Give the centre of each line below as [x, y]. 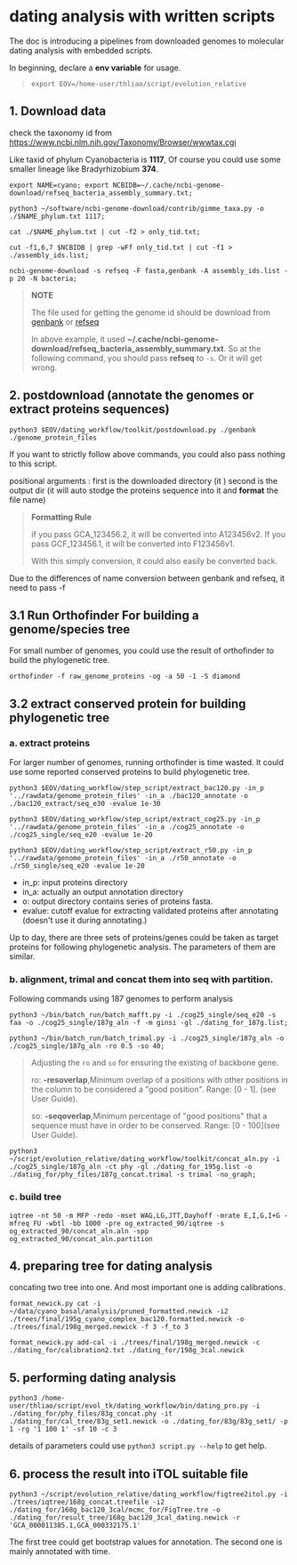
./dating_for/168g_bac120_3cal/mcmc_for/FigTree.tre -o [115, 1510]
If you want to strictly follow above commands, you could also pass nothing [148, 454]
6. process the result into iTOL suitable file [129, 1474]
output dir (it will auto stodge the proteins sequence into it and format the [144, 490]
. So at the [242, 348]
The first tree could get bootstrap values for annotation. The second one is [146, 1542]
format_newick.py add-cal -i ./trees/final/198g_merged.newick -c [135, 1343]
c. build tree [36, 1197]
